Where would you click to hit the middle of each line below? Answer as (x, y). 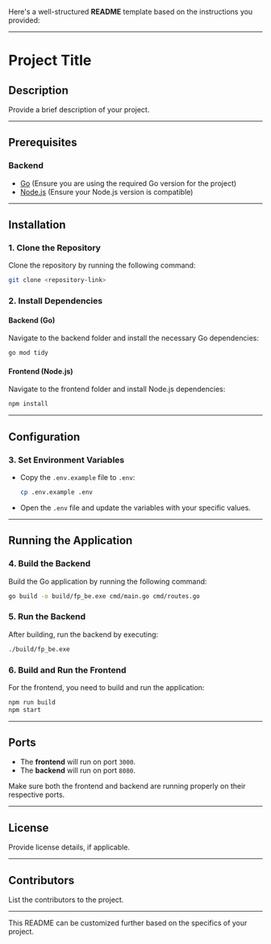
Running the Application (71, 541)
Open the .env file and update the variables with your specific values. (135, 508)
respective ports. (37, 794)
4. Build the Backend (50, 563)
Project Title (50, 61)
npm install (28, 404)
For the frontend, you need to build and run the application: (106, 687)
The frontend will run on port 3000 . (77, 762)
